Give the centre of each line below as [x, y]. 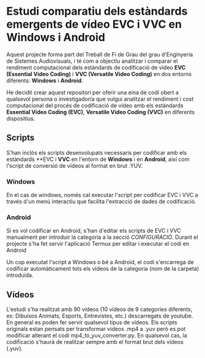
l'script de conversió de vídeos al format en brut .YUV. [74, 165]
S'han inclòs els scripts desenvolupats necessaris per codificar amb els [97, 152]
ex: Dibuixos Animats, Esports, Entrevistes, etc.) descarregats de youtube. [100, 316]
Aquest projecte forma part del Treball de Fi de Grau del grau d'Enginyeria [100, 54]
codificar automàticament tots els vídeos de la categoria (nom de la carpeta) [103, 269]
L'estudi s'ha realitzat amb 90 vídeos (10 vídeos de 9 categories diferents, [99, 309]
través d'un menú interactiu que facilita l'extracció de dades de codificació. [101, 201]
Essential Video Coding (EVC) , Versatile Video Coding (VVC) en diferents [101, 112]
